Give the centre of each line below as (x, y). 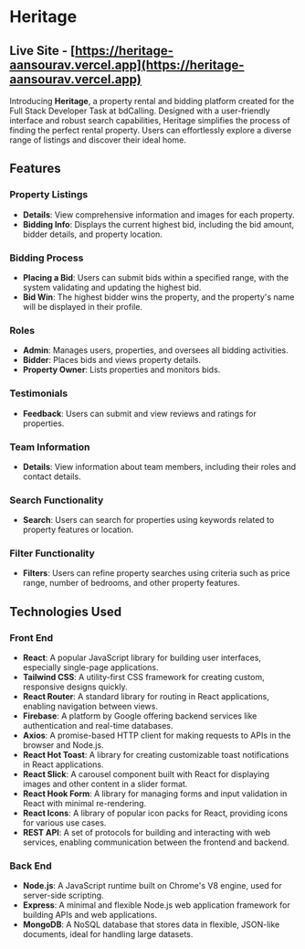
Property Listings (49, 195)
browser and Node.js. (63, 745)
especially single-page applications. (90, 667)
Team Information (50, 447)
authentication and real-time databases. (98, 726)
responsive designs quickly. (75, 687)
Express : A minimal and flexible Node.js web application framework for (156, 905)
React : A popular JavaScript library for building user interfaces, (142, 658)
